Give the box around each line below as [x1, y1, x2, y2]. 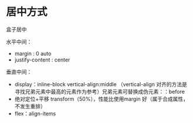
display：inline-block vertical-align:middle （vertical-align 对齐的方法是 [14, 80, 188, 88]
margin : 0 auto [14, 50, 52, 57]
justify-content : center [14, 56, 70, 63]
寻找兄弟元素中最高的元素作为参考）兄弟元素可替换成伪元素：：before [14, 88, 185, 95]
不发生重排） [14, 102, 46, 110]
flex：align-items [14, 110, 56, 117]
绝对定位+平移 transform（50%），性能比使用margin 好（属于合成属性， [14, 95, 189, 102]
